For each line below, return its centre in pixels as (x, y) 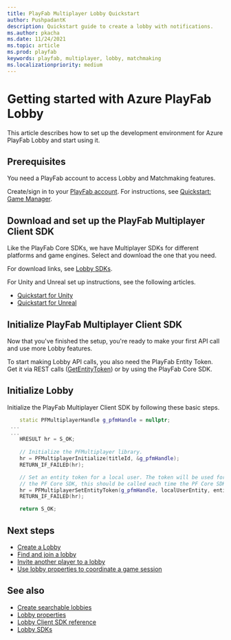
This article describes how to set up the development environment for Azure (115, 132)
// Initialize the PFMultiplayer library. (81, 452)
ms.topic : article (33, 46)
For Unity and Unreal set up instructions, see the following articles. (101, 282)
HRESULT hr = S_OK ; (47, 439)
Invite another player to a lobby (61, 562)
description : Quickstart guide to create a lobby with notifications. (110, 26)
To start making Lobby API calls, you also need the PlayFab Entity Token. (110, 362)
